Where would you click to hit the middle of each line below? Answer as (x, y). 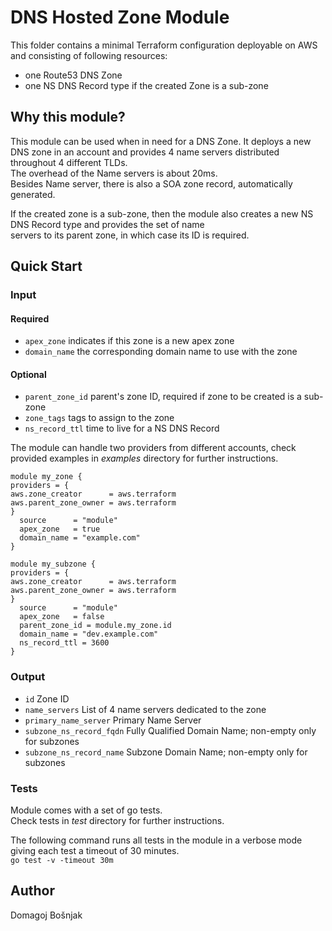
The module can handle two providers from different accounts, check (153, 448)
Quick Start (46, 266)
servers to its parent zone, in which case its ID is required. (130, 235)
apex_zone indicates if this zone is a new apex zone (129, 341)
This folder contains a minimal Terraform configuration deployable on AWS (164, 45)
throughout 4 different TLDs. (69, 162)
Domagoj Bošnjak (46, 915)
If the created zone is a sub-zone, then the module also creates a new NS (162, 213)
